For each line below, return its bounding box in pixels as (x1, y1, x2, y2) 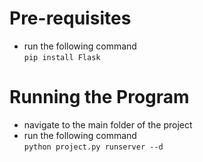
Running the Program (9, 86, 190, 109)
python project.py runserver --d (23, 142, 164, 152)
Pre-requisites (9, 7, 132, 30)
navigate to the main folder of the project (23, 118, 193, 131)
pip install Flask (23, 52, 101, 62)
